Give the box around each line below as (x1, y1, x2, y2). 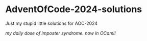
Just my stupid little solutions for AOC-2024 (5, 20, 98, 26)
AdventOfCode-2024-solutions (5, 4, 142, 15)
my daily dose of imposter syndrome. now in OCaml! (5, 30, 116, 36)
